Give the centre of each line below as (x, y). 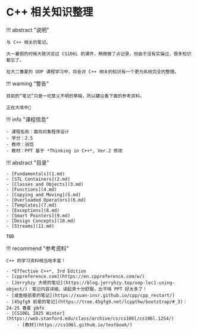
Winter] (56, 313)
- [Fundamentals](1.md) (36, 174)
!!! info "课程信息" (27, 119)
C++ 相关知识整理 (50, 12)
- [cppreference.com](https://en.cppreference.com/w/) (76, 276)
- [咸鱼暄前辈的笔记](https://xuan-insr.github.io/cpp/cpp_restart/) (91, 295)
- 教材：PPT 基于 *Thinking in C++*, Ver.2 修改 (65, 151)
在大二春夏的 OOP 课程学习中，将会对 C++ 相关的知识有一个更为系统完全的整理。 (93, 72)
